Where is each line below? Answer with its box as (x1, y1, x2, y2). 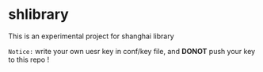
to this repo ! (8, 55, 50, 64)
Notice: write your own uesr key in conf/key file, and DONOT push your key (8, 46, 256, 56)
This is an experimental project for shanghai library (8, 31, 174, 41)
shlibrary (8, 5, 69, 23)
